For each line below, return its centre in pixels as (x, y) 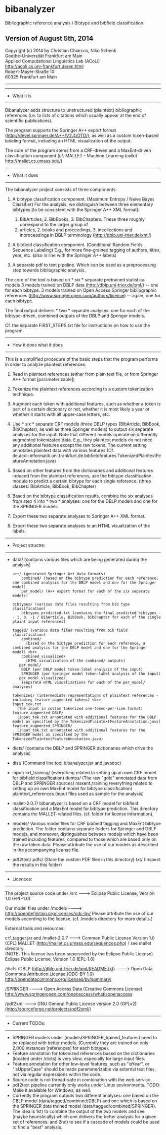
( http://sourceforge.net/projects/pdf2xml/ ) (48, 1009)
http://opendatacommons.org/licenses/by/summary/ (58, 979)
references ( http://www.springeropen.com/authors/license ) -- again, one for (83, 295)
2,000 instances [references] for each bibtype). (61, 1048)
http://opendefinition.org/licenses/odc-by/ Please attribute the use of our (80, 913)
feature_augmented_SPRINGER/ (42, 726)
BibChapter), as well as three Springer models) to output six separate (83, 429)
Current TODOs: (29, 1023)
